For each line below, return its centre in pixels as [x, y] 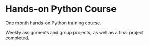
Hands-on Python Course [61, 9]
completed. [17, 38]
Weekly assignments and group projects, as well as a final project [74, 32]
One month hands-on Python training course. [53, 23]
